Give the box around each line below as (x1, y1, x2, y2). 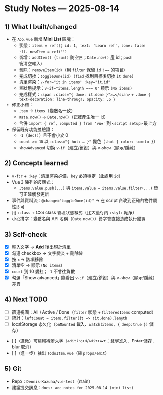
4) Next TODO (4, 295, 48, 304)
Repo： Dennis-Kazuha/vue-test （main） (11, 378, 93, 384)
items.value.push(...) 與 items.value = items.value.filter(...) (19, 185, 153, 191)
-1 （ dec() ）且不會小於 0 (19, 132, 69, 138)
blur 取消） (11, 344, 34, 350)
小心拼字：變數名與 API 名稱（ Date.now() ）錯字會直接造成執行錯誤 (11, 215, 146, 221)
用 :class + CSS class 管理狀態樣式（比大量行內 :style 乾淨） (11, 210, 137, 215)
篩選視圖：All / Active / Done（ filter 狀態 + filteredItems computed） (11, 309, 157, 315)
